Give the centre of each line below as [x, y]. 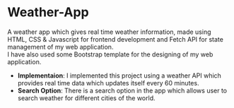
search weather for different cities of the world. [86, 98]
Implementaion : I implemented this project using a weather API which [119, 76]
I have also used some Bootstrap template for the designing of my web [110, 54]
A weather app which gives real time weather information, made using [109, 32]
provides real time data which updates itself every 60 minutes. [108, 83]
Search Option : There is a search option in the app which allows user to [122, 90]
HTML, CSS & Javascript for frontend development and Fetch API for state [116, 39]
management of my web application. [60, 47]
